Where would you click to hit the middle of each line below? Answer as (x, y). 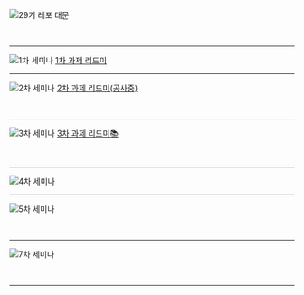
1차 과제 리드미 (81, 60)
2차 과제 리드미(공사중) (97, 88)
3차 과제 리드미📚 (88, 133)
